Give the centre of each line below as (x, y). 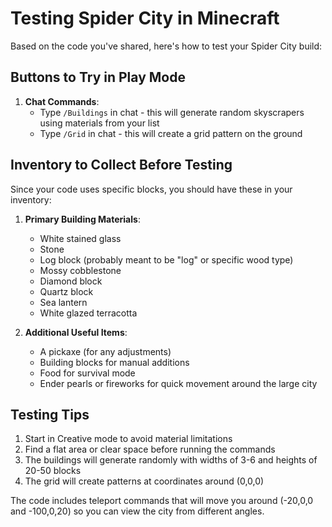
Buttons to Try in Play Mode (98, 77)
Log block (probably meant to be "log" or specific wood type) (166, 259)
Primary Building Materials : (82, 219)
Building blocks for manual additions (114, 362)
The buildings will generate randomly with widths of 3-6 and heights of (171, 460)
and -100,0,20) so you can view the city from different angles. (137, 511)
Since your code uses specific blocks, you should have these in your (151, 189)
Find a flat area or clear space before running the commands (150, 449)
